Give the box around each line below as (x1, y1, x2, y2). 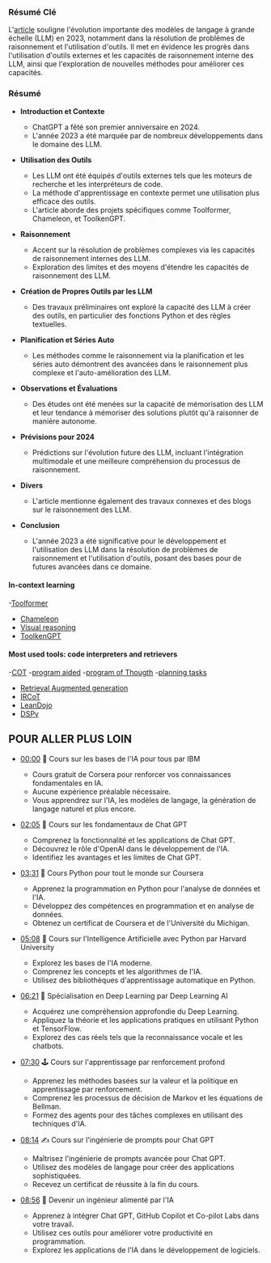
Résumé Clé (8, 6, 57, 18)
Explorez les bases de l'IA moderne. (32, 957, 152, 968)
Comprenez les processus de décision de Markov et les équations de (32, 1092, 263, 1102)
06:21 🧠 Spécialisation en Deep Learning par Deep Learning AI (19, 991, 228, 1000)
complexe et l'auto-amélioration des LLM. (32, 367, 171, 378)
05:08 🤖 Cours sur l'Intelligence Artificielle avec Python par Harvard (19, 933, 247, 944)
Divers (19, 480, 43, 490)
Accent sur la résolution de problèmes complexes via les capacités (32, 245, 256, 255)
